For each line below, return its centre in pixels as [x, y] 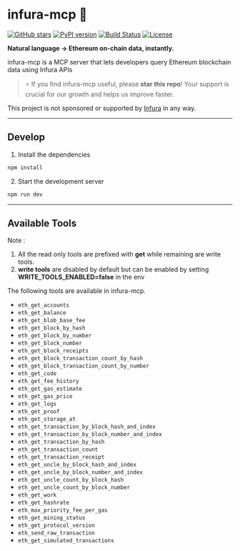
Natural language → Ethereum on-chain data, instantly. [91, 48]
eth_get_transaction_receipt [61, 457]
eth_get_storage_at [47, 420]
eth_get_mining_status [51, 518]
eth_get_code [37, 374]
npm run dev [25, 194]
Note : [16, 240]
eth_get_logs [37, 404]
